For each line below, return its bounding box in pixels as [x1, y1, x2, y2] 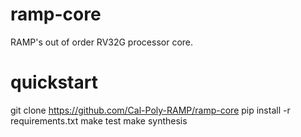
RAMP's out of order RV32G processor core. [10, 36, 194, 48]
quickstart [10, 71, 98, 94]
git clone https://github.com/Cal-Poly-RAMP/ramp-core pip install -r [10, 104, 291, 116]
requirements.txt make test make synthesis [10, 114, 188, 127]
